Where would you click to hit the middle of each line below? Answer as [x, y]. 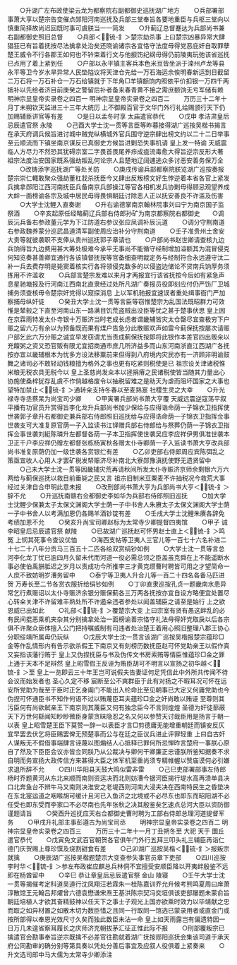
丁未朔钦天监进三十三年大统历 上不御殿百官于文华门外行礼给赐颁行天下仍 [119, 107]
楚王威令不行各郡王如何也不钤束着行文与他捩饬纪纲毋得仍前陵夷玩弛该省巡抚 [119, 54]
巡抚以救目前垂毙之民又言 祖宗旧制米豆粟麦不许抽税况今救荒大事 [132, 478]
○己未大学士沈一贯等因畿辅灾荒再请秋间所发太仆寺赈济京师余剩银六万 [121, 469]
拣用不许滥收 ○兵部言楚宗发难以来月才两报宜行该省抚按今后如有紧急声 [116, 275]
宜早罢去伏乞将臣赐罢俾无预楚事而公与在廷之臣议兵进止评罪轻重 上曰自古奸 [116, 734]
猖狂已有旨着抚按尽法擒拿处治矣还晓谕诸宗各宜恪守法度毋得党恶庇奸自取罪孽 [119, 46]
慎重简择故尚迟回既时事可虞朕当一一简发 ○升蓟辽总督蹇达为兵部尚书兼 [116, 28]
